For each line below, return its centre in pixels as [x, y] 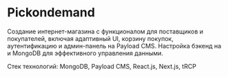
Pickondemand [51, 13]
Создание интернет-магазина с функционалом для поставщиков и [105, 31]
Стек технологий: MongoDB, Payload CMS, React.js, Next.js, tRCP [102, 66]
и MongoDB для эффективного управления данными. [85, 53]
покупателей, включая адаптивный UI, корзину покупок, [90, 38]
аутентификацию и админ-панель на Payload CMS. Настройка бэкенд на [114, 46]
